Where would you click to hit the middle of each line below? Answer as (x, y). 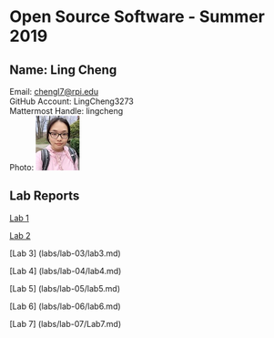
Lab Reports (45, 196)
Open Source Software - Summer (137, 17)
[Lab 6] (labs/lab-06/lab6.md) (65, 306)
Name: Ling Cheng (63, 70)
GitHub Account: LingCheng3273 (71, 101)
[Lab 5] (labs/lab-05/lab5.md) (65, 288)
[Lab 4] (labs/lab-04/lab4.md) (66, 271)
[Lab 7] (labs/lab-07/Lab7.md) (66, 323)
